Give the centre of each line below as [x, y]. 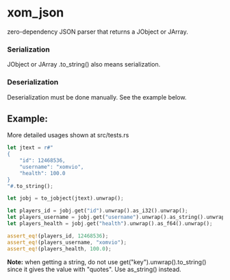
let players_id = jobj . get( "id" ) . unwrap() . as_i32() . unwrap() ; [98, 211]
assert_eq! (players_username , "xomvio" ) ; [67, 242]
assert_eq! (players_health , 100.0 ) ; [59, 248]
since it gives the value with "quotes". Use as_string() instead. [94, 269]
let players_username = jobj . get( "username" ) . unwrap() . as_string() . [107, 218]
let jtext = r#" [30, 148]
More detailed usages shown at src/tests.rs [68, 135]
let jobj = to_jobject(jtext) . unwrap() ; [66, 198]
